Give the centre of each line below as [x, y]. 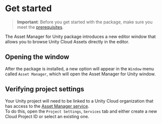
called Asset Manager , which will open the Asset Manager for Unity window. [80, 74]
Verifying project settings [45, 89]
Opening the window [37, 57]
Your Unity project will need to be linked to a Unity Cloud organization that [79, 101]
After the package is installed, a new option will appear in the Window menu [80, 69]
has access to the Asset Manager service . [47, 106]
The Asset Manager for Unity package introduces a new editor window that [81, 36]
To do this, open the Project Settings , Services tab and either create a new [81, 111]
